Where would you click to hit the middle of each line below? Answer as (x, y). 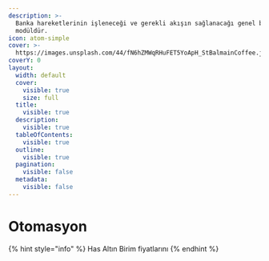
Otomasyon (48, 226)
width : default (41, 75)
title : (26, 105)
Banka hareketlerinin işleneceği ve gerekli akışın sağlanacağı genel (136, 23)
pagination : (36, 165)
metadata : (32, 180)
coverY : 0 (25, 61)
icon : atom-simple (39, 38)
